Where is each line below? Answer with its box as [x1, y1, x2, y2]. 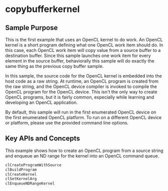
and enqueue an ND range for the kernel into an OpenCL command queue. [5, 152, 159, 158]
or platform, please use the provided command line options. [5, 120, 129, 125]
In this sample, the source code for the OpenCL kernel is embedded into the [5, 73, 162, 78]
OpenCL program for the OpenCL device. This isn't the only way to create [5, 89, 157, 94]
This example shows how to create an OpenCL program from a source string [5, 147, 163, 153]
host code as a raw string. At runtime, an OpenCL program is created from [5, 78, 159, 84]
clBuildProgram [5, 167, 37, 172]
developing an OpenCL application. [5, 99, 78, 105]
